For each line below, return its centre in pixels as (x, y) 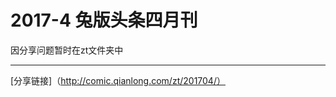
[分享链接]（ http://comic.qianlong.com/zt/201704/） (118, 80)
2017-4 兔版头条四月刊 (104, 20)
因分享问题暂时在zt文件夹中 (67, 50)
